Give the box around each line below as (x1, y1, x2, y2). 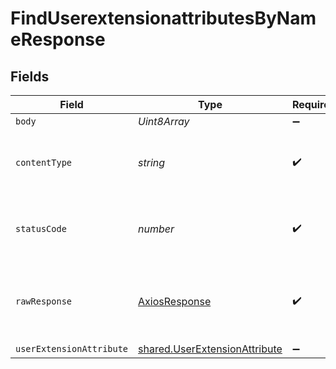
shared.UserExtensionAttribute (138, 342, 283, 356)
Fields (10, 68, 50, 85)
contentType (15, 157, 73, 168)
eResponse (10, 28, 106, 51)
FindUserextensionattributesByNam (10, 7, 317, 30)
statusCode (15, 223, 67, 234)
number (138, 222, 175, 236)
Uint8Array (138, 115, 190, 128)
